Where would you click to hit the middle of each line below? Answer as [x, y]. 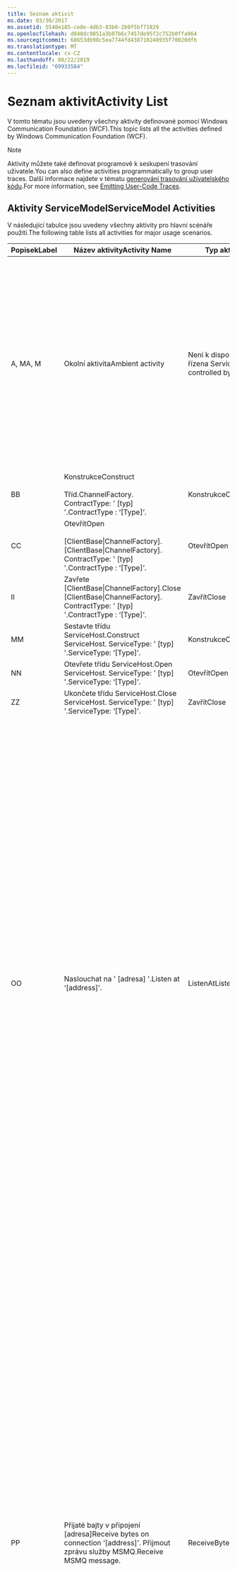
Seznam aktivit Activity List [88, 101]
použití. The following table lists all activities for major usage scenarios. [110, 233]
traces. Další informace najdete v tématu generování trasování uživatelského [118, 178]
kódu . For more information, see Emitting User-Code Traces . [94, 186]
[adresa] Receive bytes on [107, 1534]
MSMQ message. [92, 1561]
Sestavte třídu [87, 627]
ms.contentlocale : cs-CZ [44, 54]
